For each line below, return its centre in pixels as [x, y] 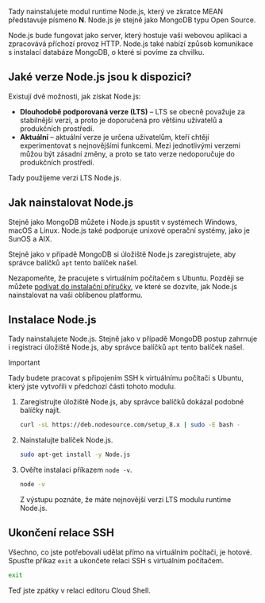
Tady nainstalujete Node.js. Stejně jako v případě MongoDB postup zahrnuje [133, 339]
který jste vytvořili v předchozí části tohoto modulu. [92, 387]
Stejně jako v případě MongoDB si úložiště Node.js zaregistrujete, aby [122, 254]
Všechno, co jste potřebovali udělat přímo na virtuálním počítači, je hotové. [130, 552]
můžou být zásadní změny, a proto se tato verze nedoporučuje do [127, 153]
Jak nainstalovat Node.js [71, 203]
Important [24, 363]
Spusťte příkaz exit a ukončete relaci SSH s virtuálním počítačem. [116, 560]
